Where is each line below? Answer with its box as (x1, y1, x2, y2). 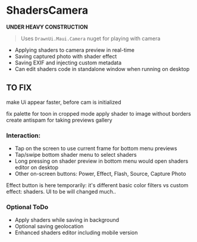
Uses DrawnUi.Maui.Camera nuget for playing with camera (20, 35, 161, 42)
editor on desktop (14, 164, 58, 171)
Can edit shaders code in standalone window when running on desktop (14, 65, 190, 72)
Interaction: (6, 131, 41, 139)
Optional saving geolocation (14, 223, 84, 230)
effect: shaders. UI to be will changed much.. (6, 188, 116, 196)
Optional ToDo (6, 203, 49, 211)
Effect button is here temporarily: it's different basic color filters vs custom (6, 182, 189, 189)
